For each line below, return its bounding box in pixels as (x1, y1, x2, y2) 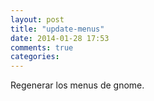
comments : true (10, 42, 74, 53)
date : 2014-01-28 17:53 (10, 33, 110, 43)
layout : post (10, 14, 65, 25)
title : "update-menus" (10, 24, 105, 34)
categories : (10, 52, 60, 62)
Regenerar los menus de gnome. (10, 79, 145, 91)
